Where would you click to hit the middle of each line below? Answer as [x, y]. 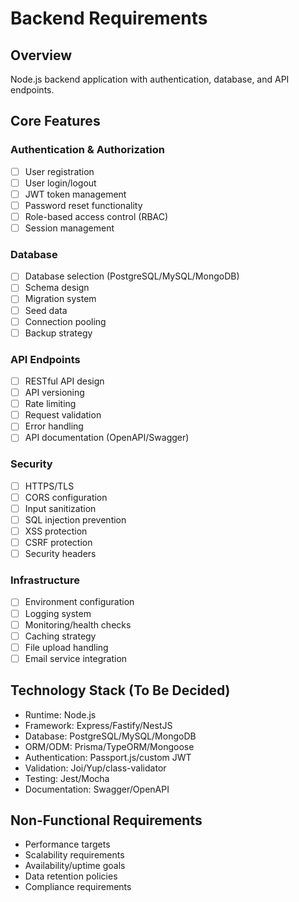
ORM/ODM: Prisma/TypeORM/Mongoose [109, 746]
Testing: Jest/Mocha [67, 778]
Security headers [60, 554]
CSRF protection [58, 543]
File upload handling [66, 647]
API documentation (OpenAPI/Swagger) [107, 438]
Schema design [57, 288]
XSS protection [56, 531]
